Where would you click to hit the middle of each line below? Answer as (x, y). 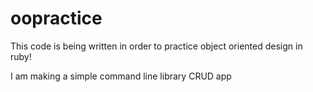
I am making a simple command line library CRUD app (121, 76)
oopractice (56, 18)
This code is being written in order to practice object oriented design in (156, 46)
